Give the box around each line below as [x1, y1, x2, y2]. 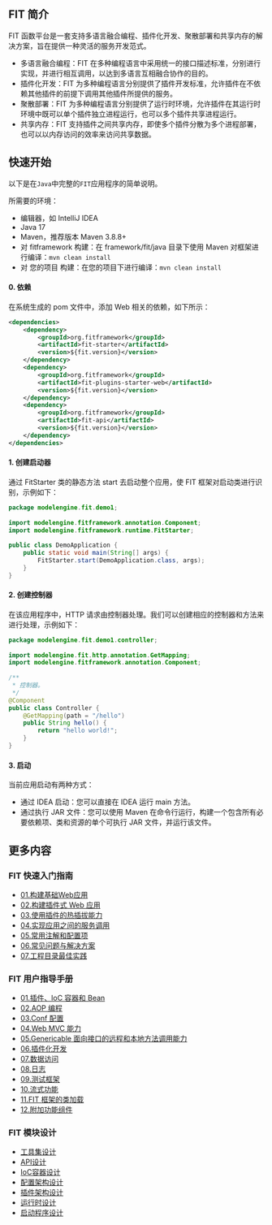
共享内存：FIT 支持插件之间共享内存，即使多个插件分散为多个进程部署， [19, 119, 261, 128]
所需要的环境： [8, 196, 58, 206]
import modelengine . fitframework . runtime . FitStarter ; [8, 526, 195, 535]
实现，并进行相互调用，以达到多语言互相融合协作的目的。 [19, 68, 213, 78]
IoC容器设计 [19, 1167, 61, 1177]
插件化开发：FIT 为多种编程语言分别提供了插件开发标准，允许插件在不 [19, 78, 254, 88]
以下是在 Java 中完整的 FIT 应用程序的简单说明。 [8, 178, 162, 188]
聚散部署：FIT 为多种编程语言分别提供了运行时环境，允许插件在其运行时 [19, 98, 261, 108]
